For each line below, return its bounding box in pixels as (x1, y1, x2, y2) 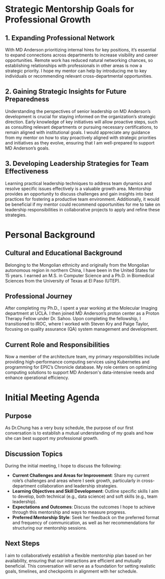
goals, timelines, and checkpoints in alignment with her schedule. (5, 568, 138, 574)
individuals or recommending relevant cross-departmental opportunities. (5, 73, 153, 79)
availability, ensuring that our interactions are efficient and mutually (5, 558, 142, 564)
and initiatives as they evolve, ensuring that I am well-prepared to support (5, 140, 155, 145)
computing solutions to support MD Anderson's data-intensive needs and (5, 370, 154, 376)
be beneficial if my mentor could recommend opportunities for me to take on (5, 201, 161, 207)
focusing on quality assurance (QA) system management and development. (5, 326, 159, 332)
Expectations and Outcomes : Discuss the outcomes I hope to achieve (12, 504, 155, 510)
